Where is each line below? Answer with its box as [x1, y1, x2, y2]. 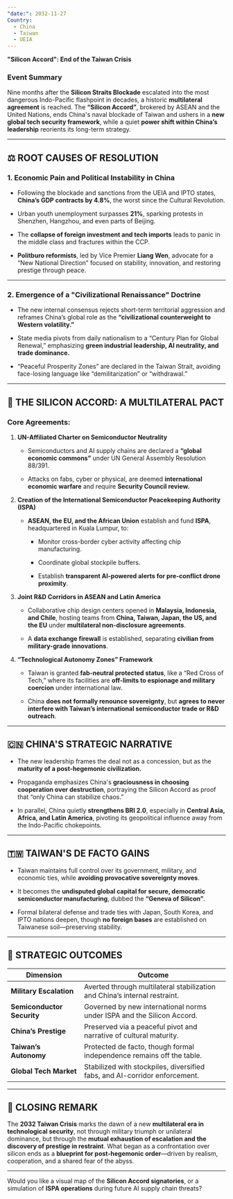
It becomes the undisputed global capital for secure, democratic [17, 887, 206, 895]
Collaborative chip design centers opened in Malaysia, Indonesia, [27, 606, 217, 614]
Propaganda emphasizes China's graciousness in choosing [17, 777, 189, 786]
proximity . [37, 579, 69, 588]
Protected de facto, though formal [84, 1042, 194, 1051]
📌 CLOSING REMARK [7, 1101, 98, 1113]
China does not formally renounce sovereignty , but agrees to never [27, 697, 225, 706]
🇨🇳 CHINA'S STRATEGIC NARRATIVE [7, 738, 173, 750]
